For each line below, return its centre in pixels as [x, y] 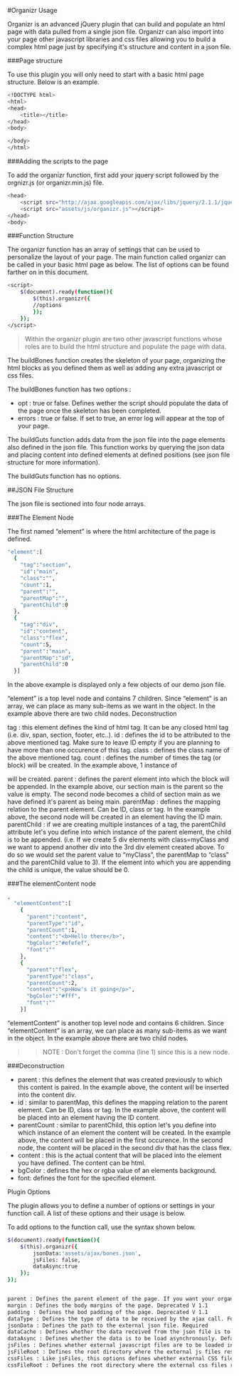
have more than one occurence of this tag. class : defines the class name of [118, 750]
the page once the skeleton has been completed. [89, 410]
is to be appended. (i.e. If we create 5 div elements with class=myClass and [118, 839]
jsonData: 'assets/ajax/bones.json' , [87, 1253]
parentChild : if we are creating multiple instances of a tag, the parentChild [117, 824]
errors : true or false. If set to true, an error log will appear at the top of [121, 418]
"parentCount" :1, [52, 930]
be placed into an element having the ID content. [89, 1117]
